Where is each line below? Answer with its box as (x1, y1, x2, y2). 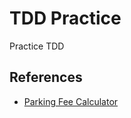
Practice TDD (9, 40, 65, 52)
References (9, 69, 83, 86)
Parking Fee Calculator (23, 95, 119, 107)
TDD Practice (9, 7, 122, 30)
